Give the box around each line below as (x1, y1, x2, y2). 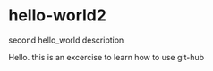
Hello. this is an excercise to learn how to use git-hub (8, 51, 205, 62)
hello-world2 (8, 5, 106, 26)
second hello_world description (8, 35, 124, 45)
